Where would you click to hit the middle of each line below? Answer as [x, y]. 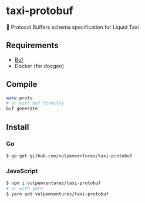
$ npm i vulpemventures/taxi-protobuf [53, 183]
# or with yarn [25, 188]
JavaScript [22, 171]
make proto [19, 98]
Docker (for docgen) [39, 66]
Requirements [32, 45]
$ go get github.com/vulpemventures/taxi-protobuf [69, 156]
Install [18, 127]
